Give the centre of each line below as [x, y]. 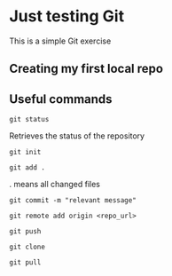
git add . [27, 168]
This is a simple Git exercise [60, 41]
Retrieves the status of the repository [77, 136]
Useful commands [61, 99]
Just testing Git [67, 16]
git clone [27, 247]
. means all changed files [55, 185]
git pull [25, 263]
